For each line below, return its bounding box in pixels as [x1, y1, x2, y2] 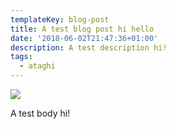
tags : [10, 52, 33, 62]
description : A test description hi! [10, 42, 168, 53]
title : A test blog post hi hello [10, 24, 155, 34]
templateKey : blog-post [10, 14, 110, 25]
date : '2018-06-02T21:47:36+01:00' [10, 33, 159, 43]
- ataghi [19, 61, 56, 71]
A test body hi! [10, 107, 71, 119]
